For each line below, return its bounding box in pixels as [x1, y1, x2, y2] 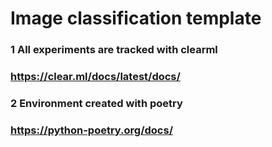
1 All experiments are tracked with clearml [10, 43, 218, 57]
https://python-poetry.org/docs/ [10, 123, 174, 137]
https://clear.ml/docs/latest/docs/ [10, 70, 181, 84]
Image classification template [10, 7, 262, 30]
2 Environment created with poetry [10, 96, 183, 110]
